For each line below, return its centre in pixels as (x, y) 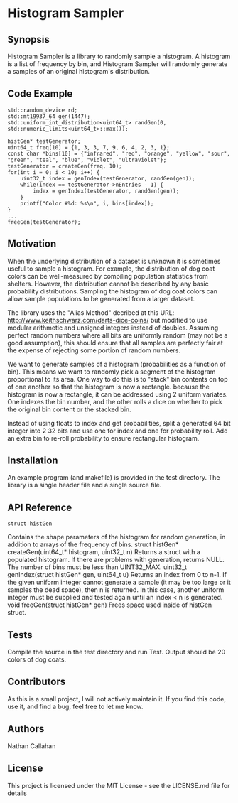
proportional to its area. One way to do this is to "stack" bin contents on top (118, 379)
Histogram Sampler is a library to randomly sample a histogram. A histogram (119, 56)
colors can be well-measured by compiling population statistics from (108, 276)
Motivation (32, 244)
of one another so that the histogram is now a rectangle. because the (108, 387)
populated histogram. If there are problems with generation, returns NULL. (116, 560)
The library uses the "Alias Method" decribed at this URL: (91, 312)
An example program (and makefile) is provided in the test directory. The (114, 478)
